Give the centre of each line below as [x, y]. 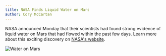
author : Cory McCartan [28, 14]
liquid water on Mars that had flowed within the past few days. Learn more [81, 34]
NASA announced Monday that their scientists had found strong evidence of [83, 28]
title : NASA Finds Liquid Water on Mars [48, 10]
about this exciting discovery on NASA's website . [55, 39]
